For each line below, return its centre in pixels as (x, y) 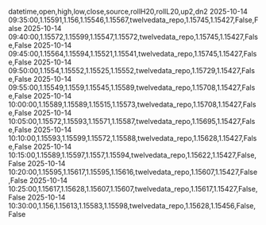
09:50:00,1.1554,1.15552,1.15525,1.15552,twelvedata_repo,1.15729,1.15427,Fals (132, 70)
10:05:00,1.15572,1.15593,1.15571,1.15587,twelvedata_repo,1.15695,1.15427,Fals (132, 121)
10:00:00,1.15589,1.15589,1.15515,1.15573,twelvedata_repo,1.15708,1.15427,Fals (132, 104)
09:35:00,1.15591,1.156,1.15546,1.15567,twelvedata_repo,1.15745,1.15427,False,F (133, 20)
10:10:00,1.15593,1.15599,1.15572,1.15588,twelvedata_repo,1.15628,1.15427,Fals (133, 138)
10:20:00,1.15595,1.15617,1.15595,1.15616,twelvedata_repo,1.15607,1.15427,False (133, 172)
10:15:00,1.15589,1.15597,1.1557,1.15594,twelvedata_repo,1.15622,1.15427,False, (132, 155)
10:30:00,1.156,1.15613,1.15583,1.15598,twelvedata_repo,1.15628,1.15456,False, (132, 206)
